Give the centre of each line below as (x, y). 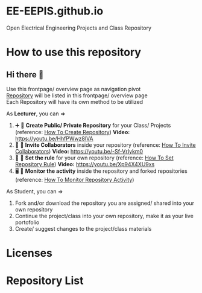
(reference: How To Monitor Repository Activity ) (74, 179)
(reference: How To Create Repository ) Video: (72, 132)
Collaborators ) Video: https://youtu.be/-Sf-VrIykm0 (79, 151)
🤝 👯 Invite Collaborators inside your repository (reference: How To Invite (105, 145)
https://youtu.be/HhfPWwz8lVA (54, 138)
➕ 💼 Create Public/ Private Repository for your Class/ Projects (93, 125)
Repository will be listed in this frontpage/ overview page (77, 95)
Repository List (45, 281)
